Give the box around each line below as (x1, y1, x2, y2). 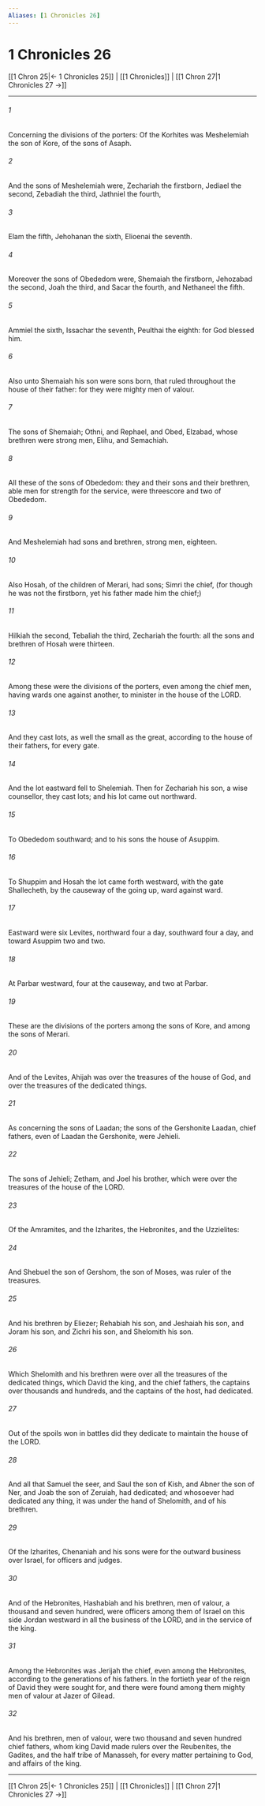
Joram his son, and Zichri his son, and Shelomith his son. (8, 1327, 193, 1336)
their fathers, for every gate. (8, 741, 100, 751)
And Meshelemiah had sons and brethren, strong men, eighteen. (8, 538, 218, 547)
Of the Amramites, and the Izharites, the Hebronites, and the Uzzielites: (8, 1225, 240, 1235)
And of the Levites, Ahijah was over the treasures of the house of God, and (8, 1072, 251, 1081)
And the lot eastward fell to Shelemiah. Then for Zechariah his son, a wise (8, 783, 248, 793)
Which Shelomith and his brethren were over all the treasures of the (8, 1369, 228, 1378)
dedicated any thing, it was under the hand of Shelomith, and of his (8, 1497, 226, 1506)
